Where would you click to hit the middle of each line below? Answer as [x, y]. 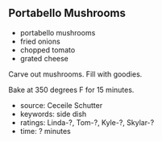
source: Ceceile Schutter [61, 105]
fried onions [40, 41]
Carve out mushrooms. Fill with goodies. [75, 74]
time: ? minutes [45, 131]
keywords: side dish [53, 114]
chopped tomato [48, 50]
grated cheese [44, 58]
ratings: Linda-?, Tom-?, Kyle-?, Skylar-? [87, 122]
